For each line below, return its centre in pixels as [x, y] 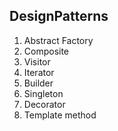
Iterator [39, 72]
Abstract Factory [58, 40]
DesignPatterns [59, 16]
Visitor [37, 61]
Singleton [43, 93]
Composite [46, 51]
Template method [60, 115]
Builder [38, 83]
